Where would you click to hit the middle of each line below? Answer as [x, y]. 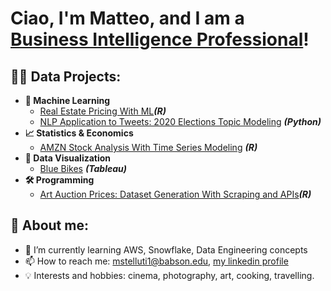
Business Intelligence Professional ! [160, 39]
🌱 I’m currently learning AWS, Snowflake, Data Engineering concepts [166, 249]
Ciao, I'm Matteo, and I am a [127, 18]
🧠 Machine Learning [67, 100]
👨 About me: [49, 225]
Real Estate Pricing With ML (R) [103, 111]
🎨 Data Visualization [68, 158]
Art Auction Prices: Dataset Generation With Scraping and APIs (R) [175, 194]
